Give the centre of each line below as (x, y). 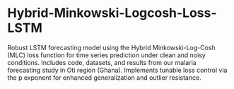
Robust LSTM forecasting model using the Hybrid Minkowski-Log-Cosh (111, 47)
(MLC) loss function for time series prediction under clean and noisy (107, 55)
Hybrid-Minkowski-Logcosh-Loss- (112, 13)
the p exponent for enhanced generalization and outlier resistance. (104, 77)
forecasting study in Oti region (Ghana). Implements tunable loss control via (117, 70)
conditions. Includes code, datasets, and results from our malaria (102, 62)
